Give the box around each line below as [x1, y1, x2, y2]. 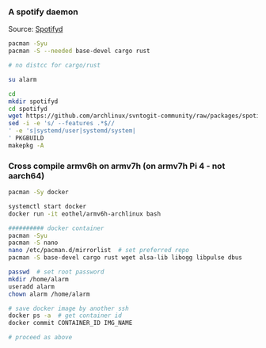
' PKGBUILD [8, 134, 44, 143]
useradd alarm [8, 282, 55, 291]
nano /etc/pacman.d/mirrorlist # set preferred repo [8, 247, 190, 254]
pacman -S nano [8, 239, 59, 247]
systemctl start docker [8, 202, 87, 210]
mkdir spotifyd [8, 98, 59, 105]
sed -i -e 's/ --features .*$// [8, 120, 115, 128]
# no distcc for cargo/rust [8, 62, 101, 70]
